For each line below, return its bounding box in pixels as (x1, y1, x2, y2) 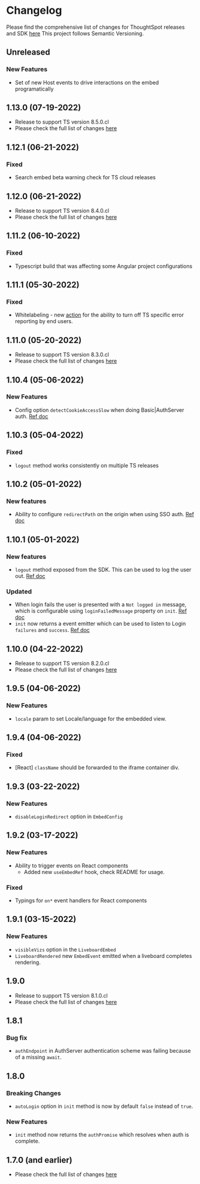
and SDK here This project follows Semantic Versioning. (6, 29, 144, 37)
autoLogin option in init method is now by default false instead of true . (14, 1102, 193, 1110)
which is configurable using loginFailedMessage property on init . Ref (14, 607, 187, 614)
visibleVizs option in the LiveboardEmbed (14, 945, 116, 953)
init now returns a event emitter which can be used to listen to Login (14, 620, 186, 627)
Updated (6, 587, 32, 595)
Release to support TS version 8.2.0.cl (14, 659, 110, 667)
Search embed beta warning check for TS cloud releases (14, 174, 156, 181)
